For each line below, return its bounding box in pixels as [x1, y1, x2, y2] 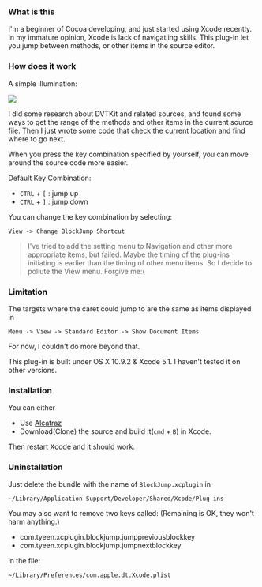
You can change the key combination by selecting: [8, 212, 172, 221]
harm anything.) [8, 517, 61, 527]
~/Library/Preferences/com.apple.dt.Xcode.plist [8, 571, 171, 579]
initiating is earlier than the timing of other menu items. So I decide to [27, 258, 253, 267]
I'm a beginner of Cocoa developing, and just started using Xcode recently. [8, 24, 253, 34]
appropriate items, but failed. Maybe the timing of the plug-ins [27, 250, 230, 259]
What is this [8, 6, 55, 17]
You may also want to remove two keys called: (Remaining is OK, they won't [8, 509, 255, 518]
